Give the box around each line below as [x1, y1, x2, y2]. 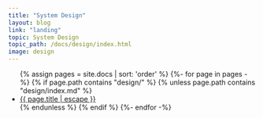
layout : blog [8, 19, 51, 27]
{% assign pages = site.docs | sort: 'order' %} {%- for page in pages [19, 70, 243, 78]
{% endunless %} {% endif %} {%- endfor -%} [19, 103, 172, 112]
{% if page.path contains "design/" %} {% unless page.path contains [31, 78, 256, 87]
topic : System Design [8, 33, 80, 41]
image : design [8, 48, 55, 56]
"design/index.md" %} [19, 86, 93, 95]
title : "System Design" [8, 11, 87, 20]
